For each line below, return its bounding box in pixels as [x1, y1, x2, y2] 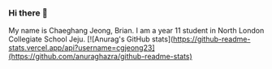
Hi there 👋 [8, 7, 49, 19]
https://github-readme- [173, 34, 251, 44]
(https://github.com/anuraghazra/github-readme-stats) [8, 52, 192, 62]
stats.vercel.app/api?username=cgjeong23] [8, 43, 155, 53]
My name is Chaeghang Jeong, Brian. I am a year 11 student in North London [8, 26, 265, 36]
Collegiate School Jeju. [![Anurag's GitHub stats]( [8, 34, 174, 44]
